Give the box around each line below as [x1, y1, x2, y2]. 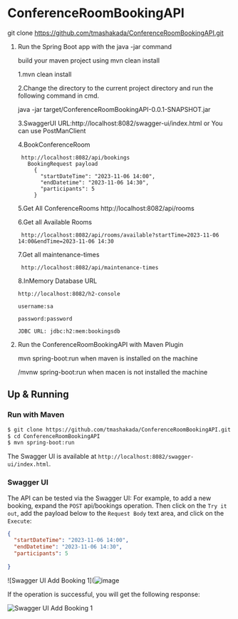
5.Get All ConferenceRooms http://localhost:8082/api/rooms [17, 204, 195, 212]
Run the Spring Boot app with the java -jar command [17, 42, 172, 51]
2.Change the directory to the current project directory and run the [17, 83, 214, 92]
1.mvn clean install [17, 70, 72, 78]
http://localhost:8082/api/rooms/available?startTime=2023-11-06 [21, 232, 219, 239]
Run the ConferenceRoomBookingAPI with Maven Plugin [17, 340, 184, 348]
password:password [17, 315, 73, 322]
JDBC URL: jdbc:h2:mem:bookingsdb [17, 328, 120, 335]
